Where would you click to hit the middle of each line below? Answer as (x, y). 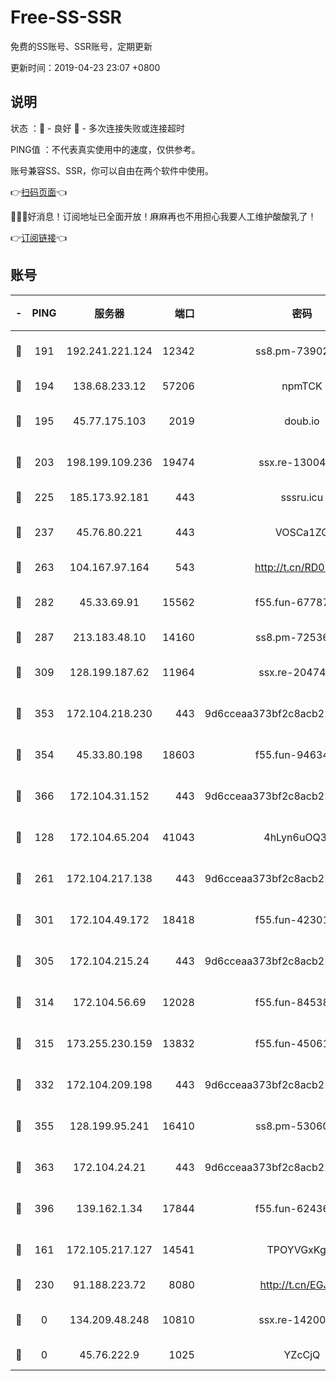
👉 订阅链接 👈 (39, 237)
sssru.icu (302, 497)
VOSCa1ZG (302, 532)
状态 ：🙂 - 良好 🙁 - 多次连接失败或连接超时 (97, 128)
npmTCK (302, 386)
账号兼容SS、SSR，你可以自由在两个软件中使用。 (112, 170)
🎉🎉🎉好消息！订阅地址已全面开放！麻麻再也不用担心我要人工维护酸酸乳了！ (163, 216)
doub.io (302, 421)
